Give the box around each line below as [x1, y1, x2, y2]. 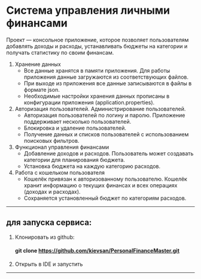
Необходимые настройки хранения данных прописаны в [23, 92, 170, 100]
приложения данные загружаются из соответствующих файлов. [23, 73, 188, 80]
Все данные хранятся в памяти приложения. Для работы [23, 67, 170, 74]
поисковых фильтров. [23, 137, 80, 144]
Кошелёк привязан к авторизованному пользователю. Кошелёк [23, 175, 187, 182]
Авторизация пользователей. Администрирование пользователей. [14, 105, 186, 112]
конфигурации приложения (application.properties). [23, 98, 155, 106]
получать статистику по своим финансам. [6, 49, 114, 56]
